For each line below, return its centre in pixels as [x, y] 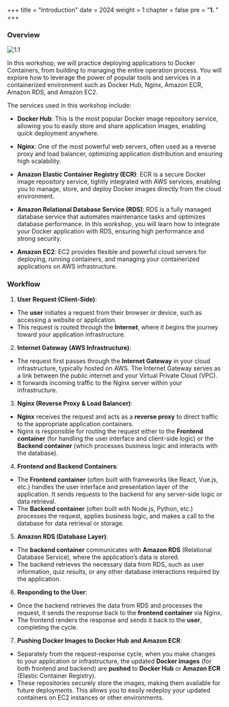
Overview [24, 35]
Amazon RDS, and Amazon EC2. [52, 92]
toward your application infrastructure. [71, 334]
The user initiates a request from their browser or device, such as [109, 312]
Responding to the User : [52, 592]
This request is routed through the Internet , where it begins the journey [118, 327]
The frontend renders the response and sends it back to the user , [109, 620]
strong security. [39, 238]
